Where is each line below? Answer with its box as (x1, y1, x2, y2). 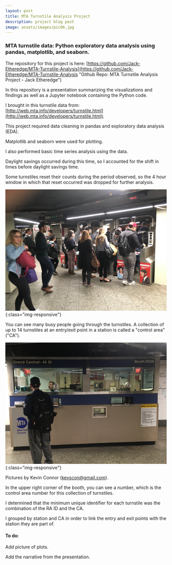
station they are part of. (5, 521, 55, 527)
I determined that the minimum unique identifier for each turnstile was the (5, 500, 161, 506)
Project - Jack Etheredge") (5, 77, 62, 83)
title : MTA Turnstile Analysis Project (5, 13, 91, 19)
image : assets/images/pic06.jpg (5, 25, 74, 30)
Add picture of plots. (5, 544, 49, 550)
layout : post (5, 8, 33, 13)
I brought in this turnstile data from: (5, 102, 80, 108)
